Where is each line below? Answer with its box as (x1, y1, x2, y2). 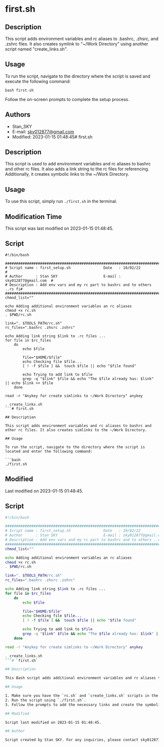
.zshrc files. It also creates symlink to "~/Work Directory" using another (5, 41, 148, 47)
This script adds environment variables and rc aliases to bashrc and (5, 423, 152, 428)
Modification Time (5, 212, 62, 221)
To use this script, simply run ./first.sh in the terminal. (5, 199, 117, 204)
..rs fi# (5, 286, 23, 291)
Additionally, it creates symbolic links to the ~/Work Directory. (5, 171, 129, 177)
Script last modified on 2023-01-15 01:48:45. (5, 720, 102, 725)
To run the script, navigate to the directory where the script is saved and (5, 73, 150, 79)
